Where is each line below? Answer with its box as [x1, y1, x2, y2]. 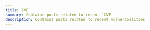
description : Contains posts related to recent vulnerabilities [5, 17, 145, 22]
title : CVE [5, 7, 29, 13]
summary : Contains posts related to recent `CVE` [5, 12, 114, 17]
